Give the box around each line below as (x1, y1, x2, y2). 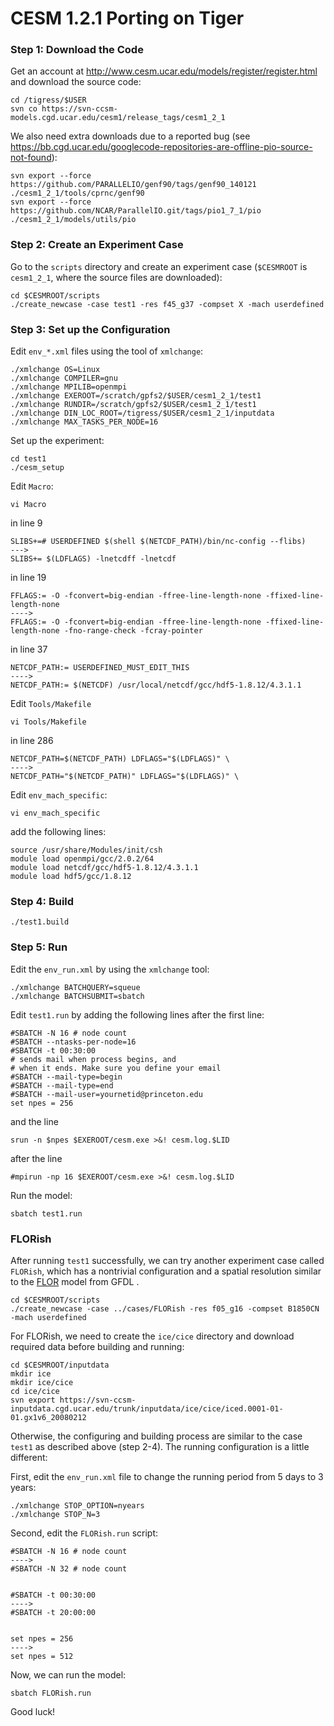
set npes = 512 (10, 1651, 74, 1661)
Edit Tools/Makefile (10, 698, 92, 710)
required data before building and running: (10, 1340, 185, 1352)
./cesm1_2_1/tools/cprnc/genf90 (10, 188, 145, 199)
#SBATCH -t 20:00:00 (10, 1607, 97, 1617)
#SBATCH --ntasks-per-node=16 (10, 1037, 137, 1047)
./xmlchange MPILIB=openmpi (10, 382, 128, 392)
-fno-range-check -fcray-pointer (63, 626, 203, 636)
